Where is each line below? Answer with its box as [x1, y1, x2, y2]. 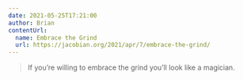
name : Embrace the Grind [15, 33, 97, 42]
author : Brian [8, 19, 55, 27]
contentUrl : [8, 26, 47, 34]
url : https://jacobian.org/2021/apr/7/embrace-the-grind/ [15, 41, 211, 49]
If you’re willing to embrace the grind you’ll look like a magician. [27, 63, 235, 72]
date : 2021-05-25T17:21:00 [8, 11, 97, 20]
